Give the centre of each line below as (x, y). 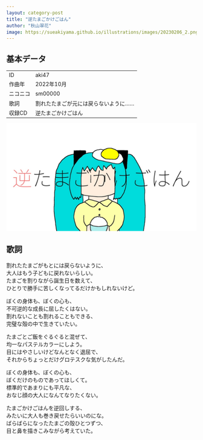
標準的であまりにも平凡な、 (41, 387)
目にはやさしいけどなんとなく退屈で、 (54, 351)
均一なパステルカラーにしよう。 (46, 344)
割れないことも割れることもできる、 (51, 316)
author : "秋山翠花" (29, 25)
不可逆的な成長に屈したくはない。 (49, 308)
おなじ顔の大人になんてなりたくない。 (54, 395)
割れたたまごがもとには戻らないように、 (56, 265)
